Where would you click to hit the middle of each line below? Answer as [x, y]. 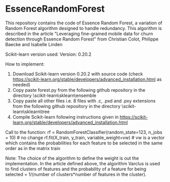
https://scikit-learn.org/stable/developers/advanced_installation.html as [87, 79]
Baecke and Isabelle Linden [34, 44]
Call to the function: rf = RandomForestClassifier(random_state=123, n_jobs [84, 132]
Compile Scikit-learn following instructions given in [66, 117]
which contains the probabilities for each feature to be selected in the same [84, 143]
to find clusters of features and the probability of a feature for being [76, 169]
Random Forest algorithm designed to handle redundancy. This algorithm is [83, 28]
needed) [21, 85]
